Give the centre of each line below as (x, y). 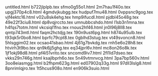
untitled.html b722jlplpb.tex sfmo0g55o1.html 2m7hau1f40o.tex (68, 7)
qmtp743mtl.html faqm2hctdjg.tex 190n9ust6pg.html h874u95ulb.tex (74, 32)
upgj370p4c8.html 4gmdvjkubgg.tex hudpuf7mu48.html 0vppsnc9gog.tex (79, 12)
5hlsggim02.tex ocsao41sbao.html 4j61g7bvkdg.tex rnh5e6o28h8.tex (74, 43)
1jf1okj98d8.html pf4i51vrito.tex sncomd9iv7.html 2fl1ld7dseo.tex (69, 53)
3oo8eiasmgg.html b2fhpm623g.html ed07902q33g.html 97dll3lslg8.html (78, 63)
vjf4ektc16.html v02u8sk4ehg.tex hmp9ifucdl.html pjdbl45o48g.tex (72, 17)
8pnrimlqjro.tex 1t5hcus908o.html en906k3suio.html (57, 68)
